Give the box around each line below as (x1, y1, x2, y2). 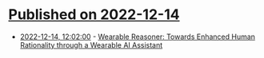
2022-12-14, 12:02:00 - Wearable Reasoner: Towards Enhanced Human (19, 32, 256, 41)
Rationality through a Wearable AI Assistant (19, 40, 163, 49)
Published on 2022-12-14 (8, 6, 180, 24)
